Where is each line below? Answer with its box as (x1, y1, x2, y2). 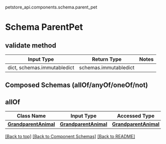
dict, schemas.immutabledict (7, 64, 75, 71)
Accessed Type (117, 112, 155, 119)
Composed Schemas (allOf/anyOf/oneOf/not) (5, 81, 148, 90)
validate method (5, 41, 56, 49)
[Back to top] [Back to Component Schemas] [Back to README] (5, 134, 135, 140)
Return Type (92, 56, 122, 62)
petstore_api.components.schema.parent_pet (5, 4, 97, 10)
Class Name (16, 112, 46, 119)
